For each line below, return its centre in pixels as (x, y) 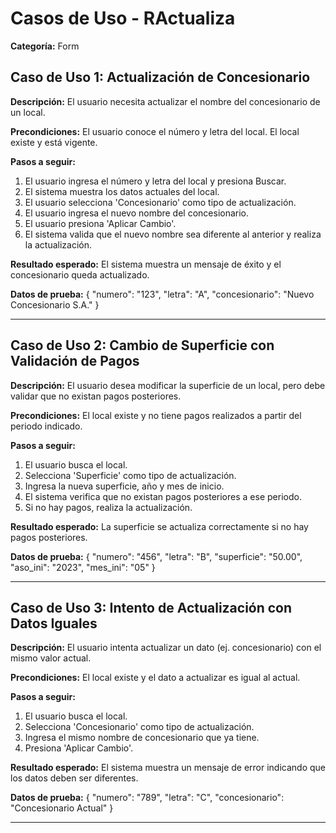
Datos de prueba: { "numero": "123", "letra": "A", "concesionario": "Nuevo (162, 294)
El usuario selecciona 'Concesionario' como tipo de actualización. (160, 202)
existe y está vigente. (54, 142)
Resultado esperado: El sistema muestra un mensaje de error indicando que (168, 768)
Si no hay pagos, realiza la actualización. (108, 507)
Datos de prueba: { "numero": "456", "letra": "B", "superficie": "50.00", (156, 556)
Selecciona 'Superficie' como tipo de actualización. (130, 475)
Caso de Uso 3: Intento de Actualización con (151, 607)
